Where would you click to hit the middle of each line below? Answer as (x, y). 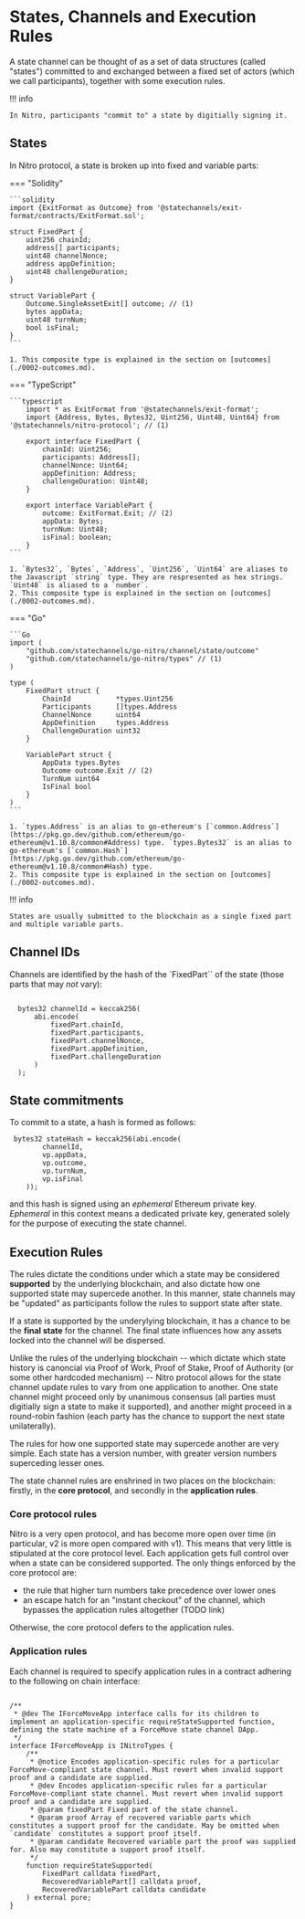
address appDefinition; (71, 264)
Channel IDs (45, 952)
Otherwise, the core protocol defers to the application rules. (122, 1628)
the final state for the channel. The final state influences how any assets (146, 1331)
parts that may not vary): (56, 984)
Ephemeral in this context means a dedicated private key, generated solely (150, 1214)
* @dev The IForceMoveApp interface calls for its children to (136, 1713)
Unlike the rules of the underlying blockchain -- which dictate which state (147, 1358)
